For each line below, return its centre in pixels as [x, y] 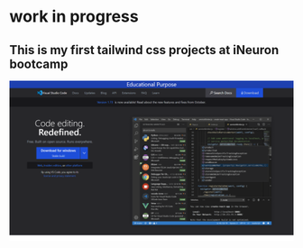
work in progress [74, 17]
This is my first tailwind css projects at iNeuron [144, 50]
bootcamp [39, 64]
